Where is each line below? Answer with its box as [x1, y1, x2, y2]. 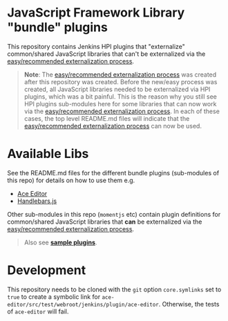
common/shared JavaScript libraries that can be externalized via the [7, 217, 202, 226]
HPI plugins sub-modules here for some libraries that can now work [23, 99, 217, 108]
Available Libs [7, 146, 89, 162]
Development [7, 262, 86, 278]
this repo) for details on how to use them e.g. [7, 176, 135, 184]
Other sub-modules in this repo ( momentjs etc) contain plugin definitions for [7, 210, 221, 218]
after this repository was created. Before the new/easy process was [23, 77, 218, 86]
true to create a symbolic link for [7, 292, 101, 301]
